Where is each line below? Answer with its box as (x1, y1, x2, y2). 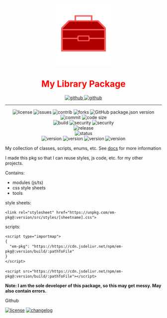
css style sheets (12, 184, 46, 190)
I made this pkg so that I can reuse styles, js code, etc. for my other (5, 155, 143, 160)
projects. (5, 160, 23, 166)
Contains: (5, 169, 25, 175)
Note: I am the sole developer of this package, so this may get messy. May (5, 283, 162, 289)
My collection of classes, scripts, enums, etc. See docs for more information (5, 145, 162, 151)
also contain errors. (5, 288, 47, 294)
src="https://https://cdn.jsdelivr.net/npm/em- (23, 269, 123, 274)
